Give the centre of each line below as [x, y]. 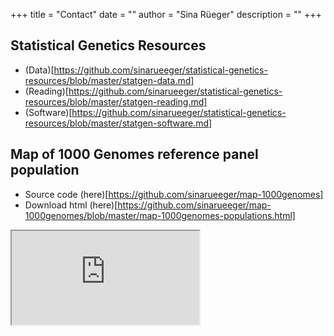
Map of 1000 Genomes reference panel [134, 154]
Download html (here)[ [71, 205]
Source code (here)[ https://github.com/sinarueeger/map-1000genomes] [174, 194]
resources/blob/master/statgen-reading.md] [116, 101]
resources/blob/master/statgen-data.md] [109, 80]
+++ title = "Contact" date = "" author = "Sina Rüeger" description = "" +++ [166, 14]
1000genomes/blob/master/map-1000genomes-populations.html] [160, 215]
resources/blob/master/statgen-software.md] [118, 123]
